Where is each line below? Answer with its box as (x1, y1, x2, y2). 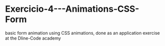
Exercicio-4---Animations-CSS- (5, 3, 139, 15)
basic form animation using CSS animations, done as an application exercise (5, 30, 160, 36)
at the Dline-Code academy (5, 35, 61, 41)
